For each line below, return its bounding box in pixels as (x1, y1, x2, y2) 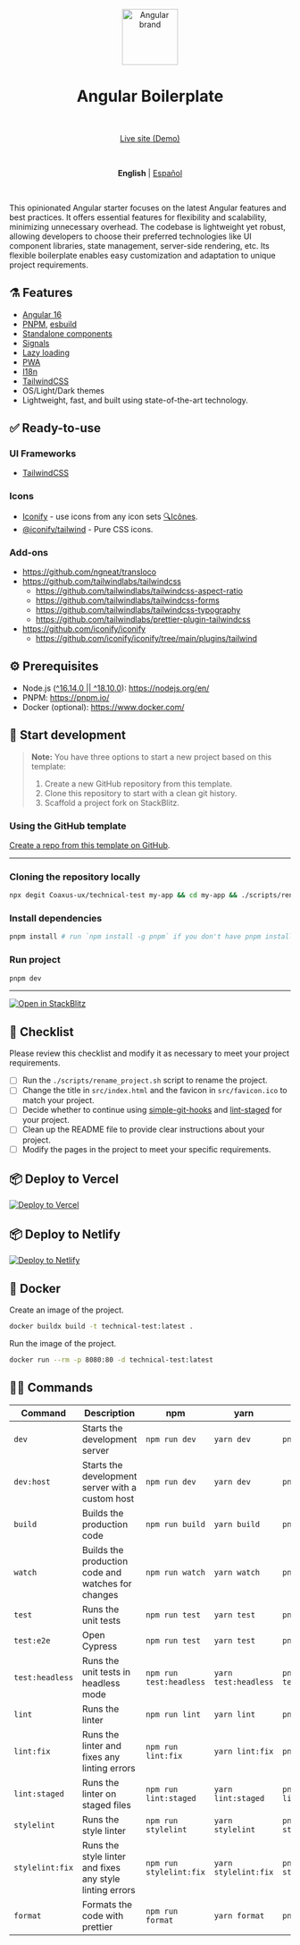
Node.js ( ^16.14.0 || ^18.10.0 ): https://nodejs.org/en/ (21, 683, 210, 693)
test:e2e (13, 1635, 51, 1645)
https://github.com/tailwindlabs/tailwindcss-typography (35, 605, 241, 616)
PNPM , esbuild (21, 319, 78, 329)
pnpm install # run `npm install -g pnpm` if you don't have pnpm (9, 932, 262, 941)
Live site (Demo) (120, 132, 180, 143)
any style (81, 1873, 121, 1885)
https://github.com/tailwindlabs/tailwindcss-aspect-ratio (35, 586, 244, 597)
